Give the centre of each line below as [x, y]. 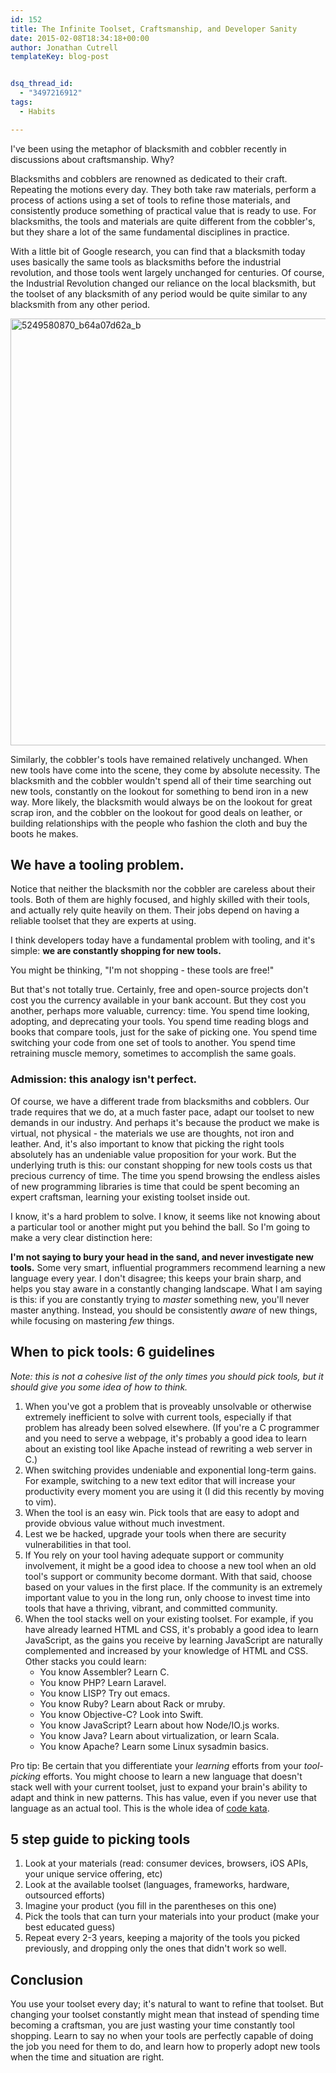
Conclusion [47, 1979]
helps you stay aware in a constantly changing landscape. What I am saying [166, 1288]
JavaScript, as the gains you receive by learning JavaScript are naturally [173, 1640]
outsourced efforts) [65, 1895]
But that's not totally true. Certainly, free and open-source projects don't [159, 990]
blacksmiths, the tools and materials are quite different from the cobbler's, [163, 221]
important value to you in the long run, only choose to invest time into [167, 1597]
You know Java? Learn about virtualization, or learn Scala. [159, 1735]
